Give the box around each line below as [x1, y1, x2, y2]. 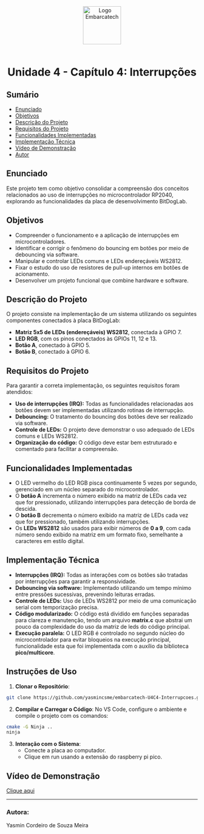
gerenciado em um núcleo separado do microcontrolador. [15, 486, 160, 493]
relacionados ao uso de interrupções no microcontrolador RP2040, [6, 191, 174, 198]
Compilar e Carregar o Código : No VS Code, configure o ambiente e [15, 706, 187, 713]
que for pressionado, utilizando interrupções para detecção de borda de [15, 499, 196, 506]
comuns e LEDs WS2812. [15, 432, 78, 440]
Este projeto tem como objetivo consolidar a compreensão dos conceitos [6, 184, 189, 192]
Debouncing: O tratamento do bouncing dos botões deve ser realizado [15, 413, 193, 421]
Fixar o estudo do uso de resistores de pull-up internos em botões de [15, 264, 189, 271]
